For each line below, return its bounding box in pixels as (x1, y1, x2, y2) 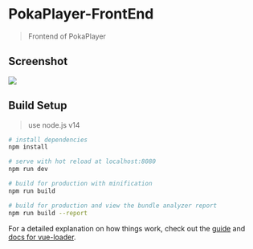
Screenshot (8, 55, 68, 68)
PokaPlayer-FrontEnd (8, 5, 154, 23)
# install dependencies (8, 136, 88, 144)
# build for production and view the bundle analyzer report (8, 202, 218, 210)
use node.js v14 (27, 120, 80, 129)
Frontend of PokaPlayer (27, 31, 107, 41)
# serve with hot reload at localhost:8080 (8, 157, 157, 165)
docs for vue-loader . (8, 232, 76, 242)
